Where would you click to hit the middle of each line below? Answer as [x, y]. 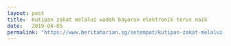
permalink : [23, 32]
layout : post [26, 13]
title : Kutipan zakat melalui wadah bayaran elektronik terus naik [107, 20]
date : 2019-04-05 [35, 26]
